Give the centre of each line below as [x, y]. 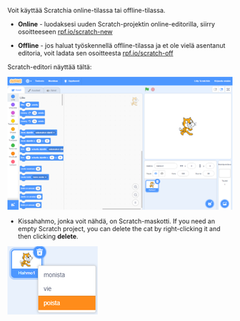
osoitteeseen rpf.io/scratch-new [65, 32]
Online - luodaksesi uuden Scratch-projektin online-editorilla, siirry [116, 24]
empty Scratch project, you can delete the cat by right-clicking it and [119, 228]
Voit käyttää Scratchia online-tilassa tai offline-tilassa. [86, 10]
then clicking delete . [48, 236]
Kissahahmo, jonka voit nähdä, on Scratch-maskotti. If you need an [116, 221]
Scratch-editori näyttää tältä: [50, 67]
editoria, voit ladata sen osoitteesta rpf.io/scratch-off [95, 53]
